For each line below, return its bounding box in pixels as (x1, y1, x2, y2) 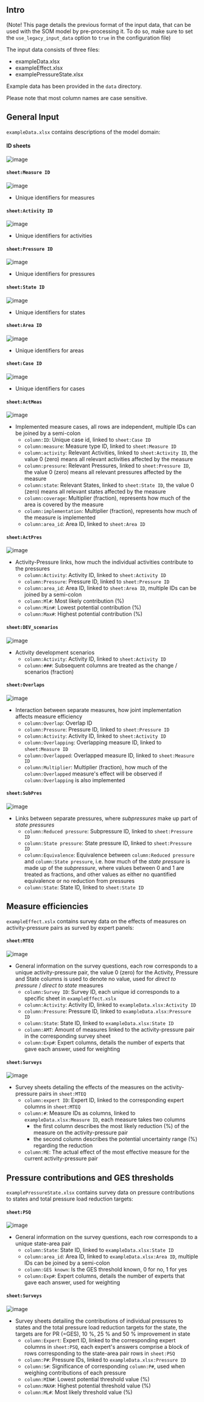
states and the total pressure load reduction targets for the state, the (15, 1323, 187, 1331)
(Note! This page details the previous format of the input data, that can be (6, 21, 191, 28)
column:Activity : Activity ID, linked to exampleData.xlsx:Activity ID (24, 1001, 197, 1008)
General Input (6, 112, 59, 123)
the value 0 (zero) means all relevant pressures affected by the (24, 469, 182, 476)
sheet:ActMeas (6, 399, 43, 405)
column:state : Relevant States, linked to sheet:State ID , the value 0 (24, 481, 194, 489)
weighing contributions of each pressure (24, 1369, 127, 1376)
